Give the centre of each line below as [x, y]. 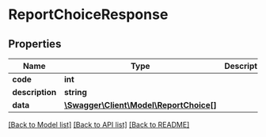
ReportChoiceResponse [88, 15]
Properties [35, 44]
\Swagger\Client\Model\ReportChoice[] [140, 105]
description [34, 92]
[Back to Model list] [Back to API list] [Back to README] [99, 125]
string [75, 92]
